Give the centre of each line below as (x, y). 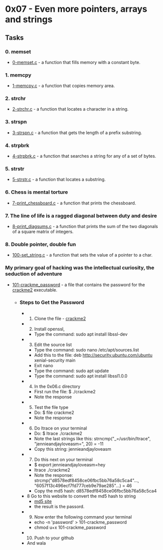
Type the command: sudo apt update (71, 371)
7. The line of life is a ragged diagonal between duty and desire (81, 216)
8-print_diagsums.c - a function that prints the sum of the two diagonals (85, 226)
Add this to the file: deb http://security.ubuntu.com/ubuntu (93, 355)
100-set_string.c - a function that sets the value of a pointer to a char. (82, 255)
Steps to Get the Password (52, 302)
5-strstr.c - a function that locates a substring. (59, 179)
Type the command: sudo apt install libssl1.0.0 (81, 376)
